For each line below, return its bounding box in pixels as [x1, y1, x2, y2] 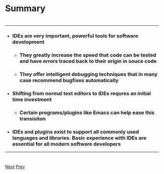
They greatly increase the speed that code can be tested [19, 52, 156, 58]
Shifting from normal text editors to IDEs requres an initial [12, 90, 151, 97]
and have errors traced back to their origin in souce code [19, 58, 157, 65]
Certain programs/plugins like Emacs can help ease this [19, 109, 155, 116]
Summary [5, 3, 45, 14]
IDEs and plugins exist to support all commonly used [12, 128, 139, 135]
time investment [12, 96, 52, 103]
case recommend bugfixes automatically [19, 77, 119, 84]
